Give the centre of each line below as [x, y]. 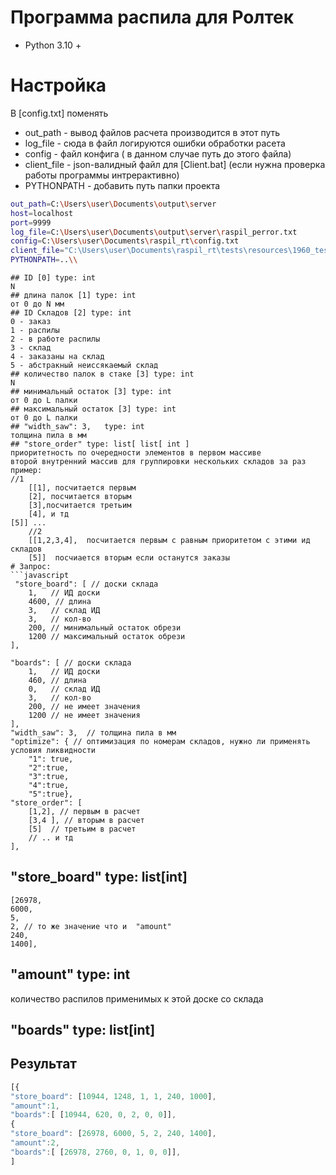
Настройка [58, 85]
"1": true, [51, 759]
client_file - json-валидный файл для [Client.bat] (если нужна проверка [175, 164]
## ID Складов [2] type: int [71, 313]
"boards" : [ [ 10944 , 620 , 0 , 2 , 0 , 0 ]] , [93, 1115]
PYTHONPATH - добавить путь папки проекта [122, 185]
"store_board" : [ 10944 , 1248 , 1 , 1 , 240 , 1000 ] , [113, 1096]
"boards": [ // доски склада [71, 663]
